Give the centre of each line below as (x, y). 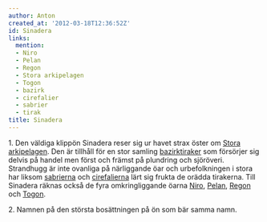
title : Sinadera (35, 120)
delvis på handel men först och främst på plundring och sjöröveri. (116, 159)
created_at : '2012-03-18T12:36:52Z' (69, 23)
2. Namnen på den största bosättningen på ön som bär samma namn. (123, 209)
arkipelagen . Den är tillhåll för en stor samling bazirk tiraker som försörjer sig (134, 151)
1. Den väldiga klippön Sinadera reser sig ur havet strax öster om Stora (124, 143)
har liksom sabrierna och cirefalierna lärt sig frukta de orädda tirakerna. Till (132, 176)
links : (19, 38)
